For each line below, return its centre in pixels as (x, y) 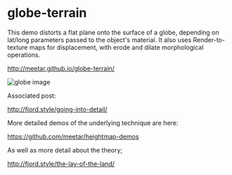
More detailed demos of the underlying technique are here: (93, 123)
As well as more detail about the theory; (65, 150)
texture (18, 47)
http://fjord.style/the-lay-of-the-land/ (61, 164)
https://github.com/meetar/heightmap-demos (73, 136)
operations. (24, 55)
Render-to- (209, 39)
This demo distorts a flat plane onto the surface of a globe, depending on (113, 32)
